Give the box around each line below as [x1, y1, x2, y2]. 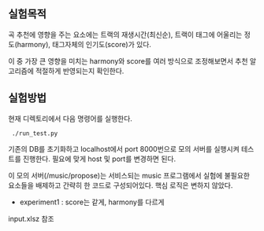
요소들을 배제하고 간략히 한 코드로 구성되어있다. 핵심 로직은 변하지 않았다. [8, 180, 233, 190]
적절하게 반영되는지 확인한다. [35, 66, 125, 75]
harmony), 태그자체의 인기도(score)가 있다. [17, 39, 152, 49]
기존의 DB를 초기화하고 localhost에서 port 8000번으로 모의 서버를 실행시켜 [8, 144, 240, 153]
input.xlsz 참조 [8, 214, 54, 223]
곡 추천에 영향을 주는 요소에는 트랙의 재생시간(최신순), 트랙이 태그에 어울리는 [8, 30, 243, 39]
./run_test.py [11, 129, 58, 137]
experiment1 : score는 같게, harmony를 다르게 [19, 197, 165, 207]
